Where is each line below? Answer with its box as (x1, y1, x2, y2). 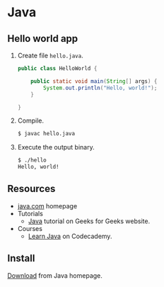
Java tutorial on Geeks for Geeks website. (28, 217, 151, 225)
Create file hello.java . (17, 51, 83, 60)
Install (7, 252, 35, 264)
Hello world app (7, 33, 78, 45)
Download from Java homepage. (7, 271, 102, 280)
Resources (7, 183, 56, 195)
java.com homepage (17, 201, 78, 210)
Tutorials (17, 209, 44, 218)
